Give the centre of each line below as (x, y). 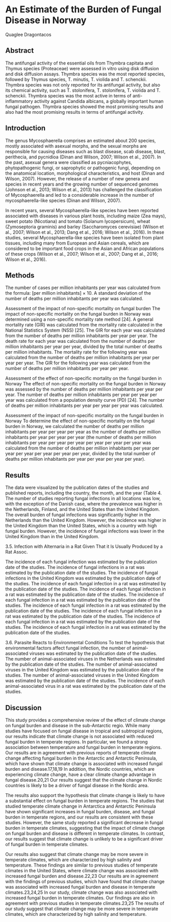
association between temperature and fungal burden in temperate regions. (83, 747)
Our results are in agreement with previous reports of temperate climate (81, 753)
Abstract (20, 50)
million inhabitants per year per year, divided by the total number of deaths (84, 346)
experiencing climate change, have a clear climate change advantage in (81, 774)
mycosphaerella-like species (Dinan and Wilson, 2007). (63, 200)
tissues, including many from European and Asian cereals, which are (77, 243)
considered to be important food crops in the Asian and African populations (85, 248)
